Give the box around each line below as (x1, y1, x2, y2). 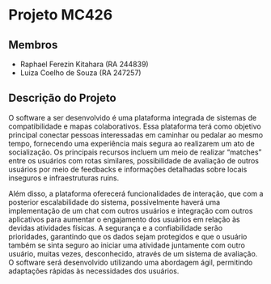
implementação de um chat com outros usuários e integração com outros (8, 206, 253, 215)
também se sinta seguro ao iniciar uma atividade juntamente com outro (8, 240, 245, 250)
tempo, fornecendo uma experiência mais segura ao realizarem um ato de (8, 138, 255, 148)
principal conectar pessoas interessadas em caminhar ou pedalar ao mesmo (8, 129, 264, 139)
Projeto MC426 (8, 6, 113, 24)
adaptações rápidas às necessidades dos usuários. (8, 265, 180, 276)
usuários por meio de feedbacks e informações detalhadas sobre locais (8, 164, 248, 174)
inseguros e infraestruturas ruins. (8, 172, 120, 183)
